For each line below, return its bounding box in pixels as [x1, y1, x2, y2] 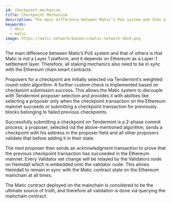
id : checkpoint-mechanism [5, 7, 60, 13]
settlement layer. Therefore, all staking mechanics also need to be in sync [5, 61, 161, 67]
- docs [10, 27, 24, 32]
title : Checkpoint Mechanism [5, 12, 68, 17]
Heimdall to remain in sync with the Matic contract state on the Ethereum [5, 167, 159, 173]
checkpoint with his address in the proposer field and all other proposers [5, 129, 159, 136]
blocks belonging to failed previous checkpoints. [5, 108, 108, 115]
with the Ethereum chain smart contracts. [5, 66, 93, 72]
